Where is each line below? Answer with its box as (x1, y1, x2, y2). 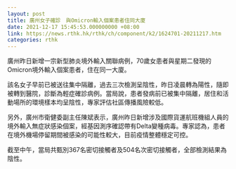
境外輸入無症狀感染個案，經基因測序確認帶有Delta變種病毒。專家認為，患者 (7, 122, 226, 130)
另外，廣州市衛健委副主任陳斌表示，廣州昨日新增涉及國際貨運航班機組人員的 (7, 113, 229, 122)
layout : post (7, 10, 46, 18)
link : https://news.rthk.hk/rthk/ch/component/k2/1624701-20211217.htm (7, 30, 221, 37)
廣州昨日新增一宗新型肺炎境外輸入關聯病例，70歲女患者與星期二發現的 (7, 57, 212, 65)
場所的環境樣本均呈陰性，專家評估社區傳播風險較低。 (13, 98, 167, 106)
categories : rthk (7, 37, 58, 44)
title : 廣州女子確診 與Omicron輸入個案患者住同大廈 (7, 17, 146, 24)
